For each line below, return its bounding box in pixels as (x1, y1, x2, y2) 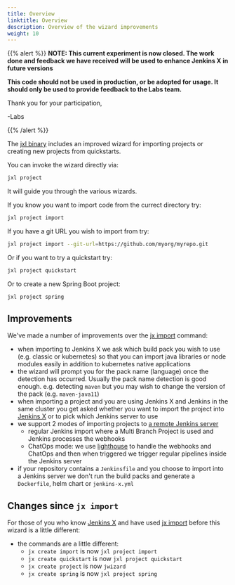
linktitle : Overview (7, 17, 68, 24)
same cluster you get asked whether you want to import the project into (17, 405, 224, 413)
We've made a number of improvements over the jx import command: (7, 331, 208, 340)
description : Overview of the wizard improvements (7, 23, 159, 30)
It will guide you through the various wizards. (7, 187, 137, 195)
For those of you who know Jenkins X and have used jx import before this (7, 518, 220, 527)
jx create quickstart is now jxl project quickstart (27, 555, 182, 563)
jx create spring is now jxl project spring (27, 570, 158, 578)
